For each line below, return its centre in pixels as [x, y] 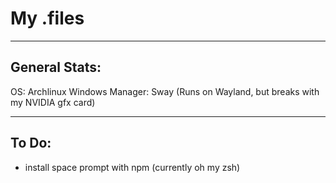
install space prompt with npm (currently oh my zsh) [132, 167]
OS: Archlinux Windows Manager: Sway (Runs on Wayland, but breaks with [165, 91]
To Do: [31, 143]
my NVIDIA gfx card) [53, 102]
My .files [47, 18]
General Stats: [56, 67]
